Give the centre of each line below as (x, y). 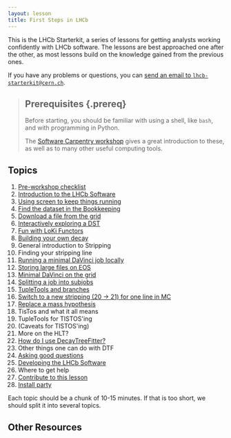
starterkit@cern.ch (36, 83)
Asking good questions (51, 355)
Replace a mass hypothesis (57, 304)
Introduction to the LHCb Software (67, 195)
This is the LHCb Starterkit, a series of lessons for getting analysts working (114, 39)
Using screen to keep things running (69, 201)
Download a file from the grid (59, 216)
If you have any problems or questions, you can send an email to (100, 75)
